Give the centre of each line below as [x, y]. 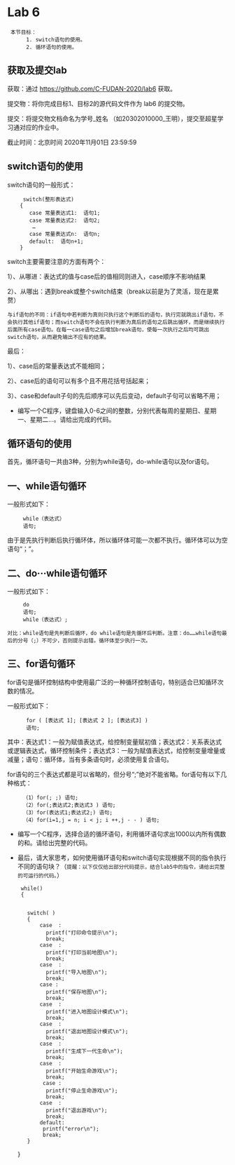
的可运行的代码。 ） [40, 875]
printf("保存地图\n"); [77, 992]
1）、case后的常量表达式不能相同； [57, 366]
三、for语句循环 [41, 664]
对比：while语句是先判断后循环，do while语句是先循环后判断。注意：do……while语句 [115, 633]
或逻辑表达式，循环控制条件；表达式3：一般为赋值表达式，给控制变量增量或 [116, 750]
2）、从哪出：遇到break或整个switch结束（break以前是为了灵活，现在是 [110, 291]
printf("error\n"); [71, 1129]
